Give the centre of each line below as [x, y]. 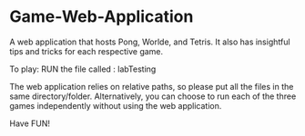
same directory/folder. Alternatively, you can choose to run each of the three [153, 96]
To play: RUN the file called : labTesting [83, 69]
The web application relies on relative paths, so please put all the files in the [152, 86]
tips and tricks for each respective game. [86, 51]
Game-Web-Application [102, 17]
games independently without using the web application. [116, 105]
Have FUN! [30, 123]
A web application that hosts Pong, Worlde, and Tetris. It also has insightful [150, 42]
